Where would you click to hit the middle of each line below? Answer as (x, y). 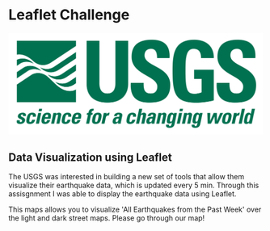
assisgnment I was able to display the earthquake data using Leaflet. (122, 194)
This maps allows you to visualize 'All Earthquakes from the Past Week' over (135, 210)
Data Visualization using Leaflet (90, 157)
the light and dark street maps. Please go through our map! (107, 218)
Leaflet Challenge (69, 15)
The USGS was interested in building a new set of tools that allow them (127, 177)
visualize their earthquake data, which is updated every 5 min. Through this (134, 185)
